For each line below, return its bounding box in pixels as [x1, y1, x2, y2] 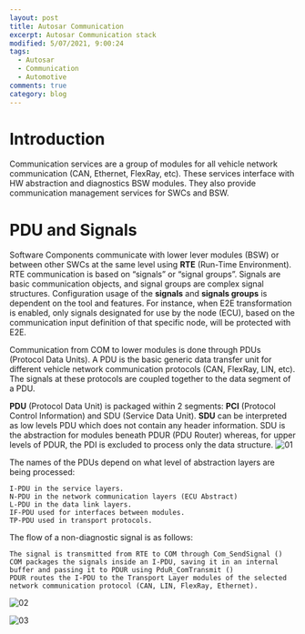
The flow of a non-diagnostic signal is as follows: [9, 532, 194, 543]
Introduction [9, 128, 106, 149]
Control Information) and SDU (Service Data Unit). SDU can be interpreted [9, 410, 288, 421]
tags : [9, 47, 30, 56]
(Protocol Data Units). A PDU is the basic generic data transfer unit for [9, 354, 272, 365]
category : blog [9, 89, 67, 98]
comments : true [9, 81, 67, 90]
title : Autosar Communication [9, 22, 125, 31]
